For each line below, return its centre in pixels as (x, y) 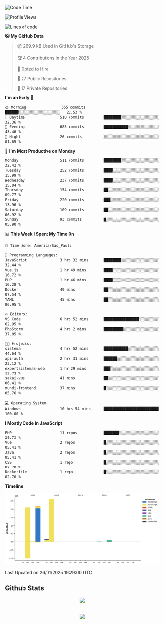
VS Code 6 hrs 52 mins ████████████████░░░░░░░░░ (82, 319)
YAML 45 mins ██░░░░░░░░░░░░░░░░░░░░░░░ (82, 300)
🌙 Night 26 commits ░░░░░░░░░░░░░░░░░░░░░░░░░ (82, 137)
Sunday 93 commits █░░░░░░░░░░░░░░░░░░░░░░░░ (82, 219)
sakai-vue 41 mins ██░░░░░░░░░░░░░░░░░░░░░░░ (82, 378)
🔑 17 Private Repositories (42, 88)
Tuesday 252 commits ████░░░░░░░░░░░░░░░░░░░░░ (82, 170)
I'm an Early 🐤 (19, 98)
